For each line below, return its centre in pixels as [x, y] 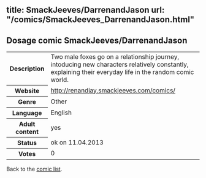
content [27, 132]
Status [27, 143]
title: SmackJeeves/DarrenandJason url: [86, 10]
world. [60, 80]
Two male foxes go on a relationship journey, [115, 57]
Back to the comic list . [34, 169]
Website [27, 91]
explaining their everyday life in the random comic [122, 72]
